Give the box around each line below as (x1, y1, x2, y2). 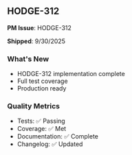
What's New (7, 54, 49, 64)
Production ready (16, 84, 67, 93)
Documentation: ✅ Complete (16, 132, 98, 141)
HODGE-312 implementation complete (16, 70, 125, 78)
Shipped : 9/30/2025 (7, 37, 65, 45)
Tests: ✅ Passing (16, 117, 65, 126)
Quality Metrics (7, 102, 60, 111)
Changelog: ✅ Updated (16, 140, 83, 148)
